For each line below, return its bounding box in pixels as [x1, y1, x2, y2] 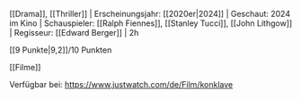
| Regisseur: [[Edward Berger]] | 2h [9, 28, 139, 37]
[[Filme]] [9, 62, 41, 72]
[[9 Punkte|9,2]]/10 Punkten [9, 45, 112, 55]
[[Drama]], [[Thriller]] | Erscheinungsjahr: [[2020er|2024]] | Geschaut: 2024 [9, 9, 290, 19]
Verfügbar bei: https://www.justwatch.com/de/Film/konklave [9, 79, 234, 89]
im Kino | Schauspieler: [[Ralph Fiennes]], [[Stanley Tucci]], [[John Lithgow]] [9, 18, 293, 29]
